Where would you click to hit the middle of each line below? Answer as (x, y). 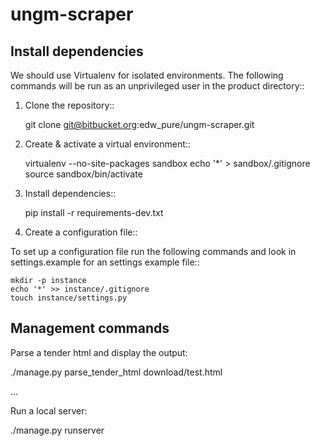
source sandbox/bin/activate (83, 174)
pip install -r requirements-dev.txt (94, 212)
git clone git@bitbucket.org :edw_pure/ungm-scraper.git (139, 124)
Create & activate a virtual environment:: (107, 144)
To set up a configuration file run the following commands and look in (153, 251)
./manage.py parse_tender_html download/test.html (116, 372)
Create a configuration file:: (81, 232)
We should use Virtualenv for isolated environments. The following (147, 75)
